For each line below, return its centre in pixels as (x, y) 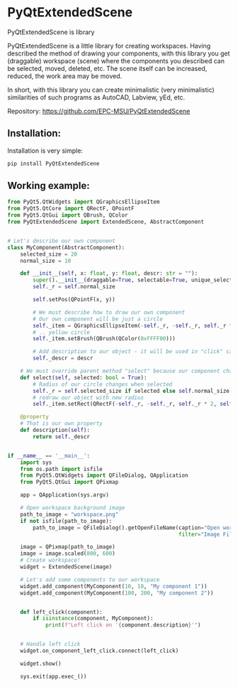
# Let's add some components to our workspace (90, 580)
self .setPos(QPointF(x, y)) (74, 300)
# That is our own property (61, 423)
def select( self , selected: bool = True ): (84, 377)
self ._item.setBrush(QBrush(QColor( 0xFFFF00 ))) (104, 339)
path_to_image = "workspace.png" (69, 514)
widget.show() (41, 664)
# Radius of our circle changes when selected (103, 384)
